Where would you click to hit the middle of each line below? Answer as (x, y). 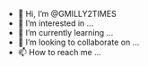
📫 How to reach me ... (59, 52)
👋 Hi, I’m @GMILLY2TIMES (67, 14)
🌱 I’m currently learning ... (65, 33)
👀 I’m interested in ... (56, 23)
